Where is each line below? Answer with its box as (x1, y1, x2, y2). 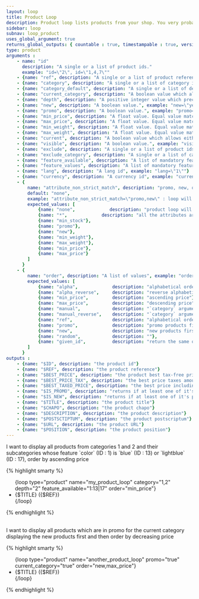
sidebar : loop (6, 25, 41, 31)
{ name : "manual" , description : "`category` (37, 306, 176, 312)
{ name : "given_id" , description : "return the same (37, 339, 190, 345)
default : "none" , (27, 190, 70, 196)
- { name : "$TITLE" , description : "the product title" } (17, 400, 155, 405)
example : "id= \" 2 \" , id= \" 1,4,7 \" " (21, 69, 110, 75)
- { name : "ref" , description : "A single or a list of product (17, 75, 174, 80)
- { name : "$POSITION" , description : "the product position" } (17, 427, 171, 433)
